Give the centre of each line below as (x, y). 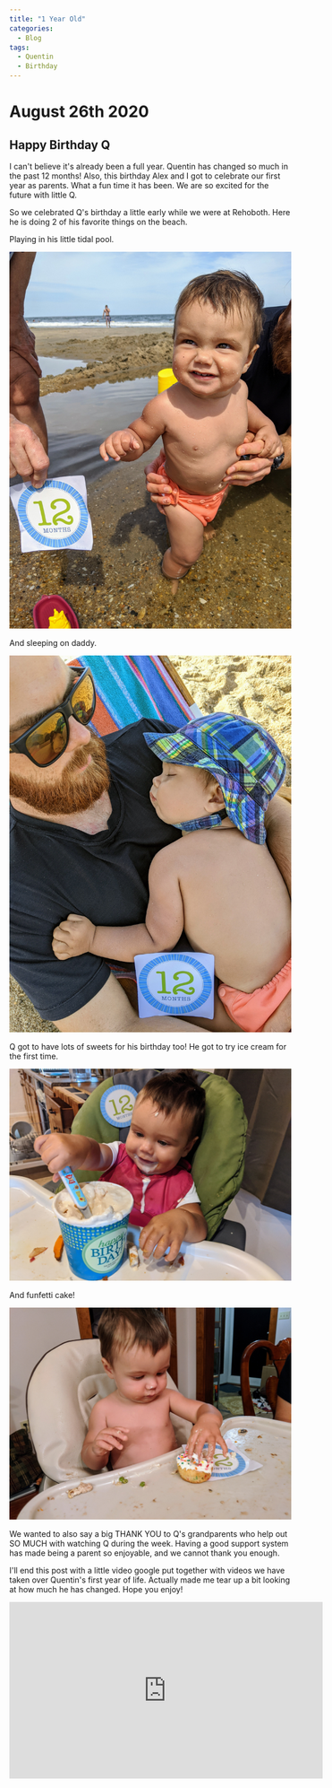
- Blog (30, 38)
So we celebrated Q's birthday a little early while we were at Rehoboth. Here (150, 212)
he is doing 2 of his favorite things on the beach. (98, 222)
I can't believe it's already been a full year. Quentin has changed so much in (149, 166)
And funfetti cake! (43, 1295)
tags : (19, 48)
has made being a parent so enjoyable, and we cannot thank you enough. (145, 1553)
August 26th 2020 (79, 112)
